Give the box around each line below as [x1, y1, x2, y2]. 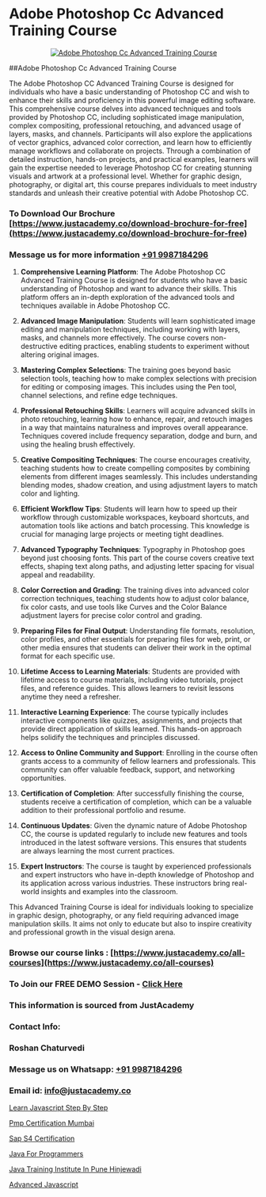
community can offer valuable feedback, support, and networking [20, 765, 235, 774]
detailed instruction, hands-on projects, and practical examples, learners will [9, 154, 259, 163]
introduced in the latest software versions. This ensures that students [20, 838, 247, 847]
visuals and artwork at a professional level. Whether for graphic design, [9, 171, 242, 181]
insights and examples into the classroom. [40, 887, 179, 896]
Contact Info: [9, 1021, 61, 1032]
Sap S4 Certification [9, 1134, 75, 1143]
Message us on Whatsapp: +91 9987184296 [9, 1064, 183, 1075]
